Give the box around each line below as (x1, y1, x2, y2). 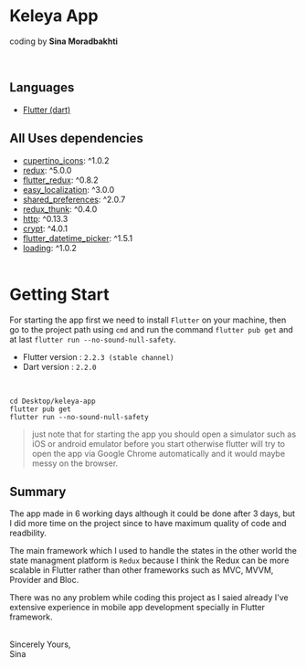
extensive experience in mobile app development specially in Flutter (9, 602, 266, 613)
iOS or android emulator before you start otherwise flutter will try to (31, 438, 286, 449)
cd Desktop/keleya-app (9, 397, 96, 406)
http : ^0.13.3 (22, 213, 69, 224)
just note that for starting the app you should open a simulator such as (31, 429, 297, 439)
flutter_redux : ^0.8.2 (22, 175, 99, 185)
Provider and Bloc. (9, 575, 79, 586)
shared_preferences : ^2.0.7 (22, 194, 126, 205)
